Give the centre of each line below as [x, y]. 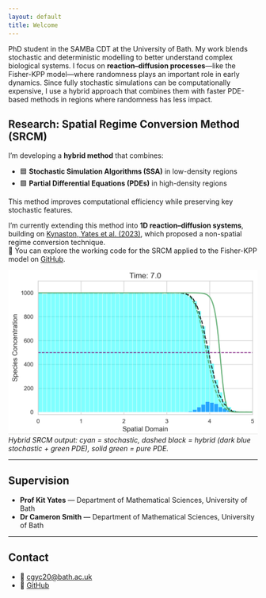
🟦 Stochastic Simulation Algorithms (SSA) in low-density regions [128, 171]
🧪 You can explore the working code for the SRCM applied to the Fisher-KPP [133, 251]
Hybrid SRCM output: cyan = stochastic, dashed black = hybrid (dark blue [129, 440]
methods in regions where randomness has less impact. [122, 99]
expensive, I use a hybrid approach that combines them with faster [117, 90]
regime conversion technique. [57, 243]
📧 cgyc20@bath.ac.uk [56, 577]
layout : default [35, 17]
